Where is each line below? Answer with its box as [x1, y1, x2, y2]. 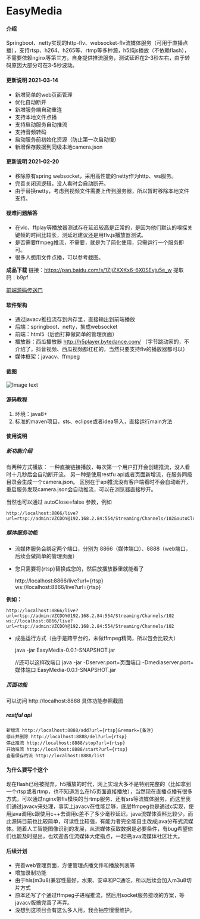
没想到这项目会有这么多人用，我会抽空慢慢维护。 [14, 906, 135, 914]
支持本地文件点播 [14, 113, 57, 121]
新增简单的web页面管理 [14, 91, 73, 98]
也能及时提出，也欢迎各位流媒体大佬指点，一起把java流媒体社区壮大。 [11, 832, 183, 840]
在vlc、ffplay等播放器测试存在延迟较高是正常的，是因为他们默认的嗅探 [14, 224, 187, 231]
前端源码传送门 [6, 286, 43, 294]
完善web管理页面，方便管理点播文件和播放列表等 [14, 862, 135, 869]
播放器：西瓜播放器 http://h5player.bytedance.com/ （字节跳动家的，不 [14, 338, 189, 346]
